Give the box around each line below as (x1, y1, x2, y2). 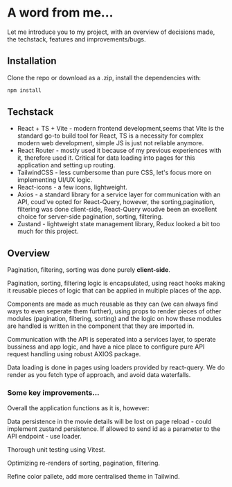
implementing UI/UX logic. (17, 176, 92, 184)
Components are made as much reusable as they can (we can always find (7, 300, 218, 309)
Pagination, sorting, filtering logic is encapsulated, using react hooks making (7, 279, 226, 288)
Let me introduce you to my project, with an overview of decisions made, (7, 28, 215, 36)
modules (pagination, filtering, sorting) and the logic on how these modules (7, 315, 222, 323)
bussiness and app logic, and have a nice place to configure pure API (7, 342, 205, 351)
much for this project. (17, 227, 79, 236)
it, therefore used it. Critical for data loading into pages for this (17, 154, 195, 162)
